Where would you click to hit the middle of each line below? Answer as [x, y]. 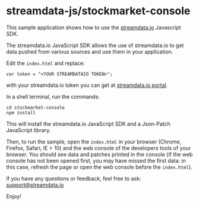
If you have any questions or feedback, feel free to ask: [74, 178]
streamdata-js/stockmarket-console [98, 11]
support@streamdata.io [35, 185]
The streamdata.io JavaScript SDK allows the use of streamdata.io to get [95, 45]
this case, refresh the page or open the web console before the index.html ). [99, 167]
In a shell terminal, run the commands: [53, 96]
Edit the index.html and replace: [45, 63]
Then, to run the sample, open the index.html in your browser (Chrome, [94, 142]
